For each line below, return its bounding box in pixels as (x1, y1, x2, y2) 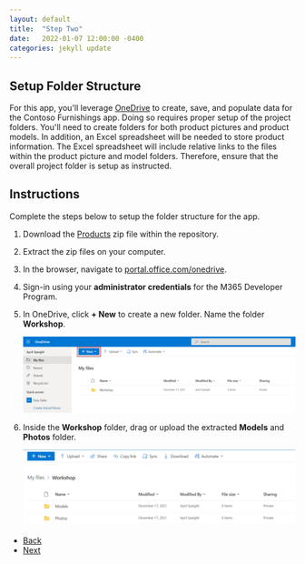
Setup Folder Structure (9, 78, 142, 94)
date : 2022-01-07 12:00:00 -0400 (9, 34, 144, 43)
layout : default (9, 15, 71, 24)
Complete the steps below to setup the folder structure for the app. (9, 210, 261, 222)
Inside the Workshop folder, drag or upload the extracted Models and (22, 421, 284, 432)
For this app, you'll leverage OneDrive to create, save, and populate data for (9, 103, 293, 114)
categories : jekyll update (9, 44, 112, 53)
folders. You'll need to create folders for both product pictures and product (9, 122, 290, 133)
